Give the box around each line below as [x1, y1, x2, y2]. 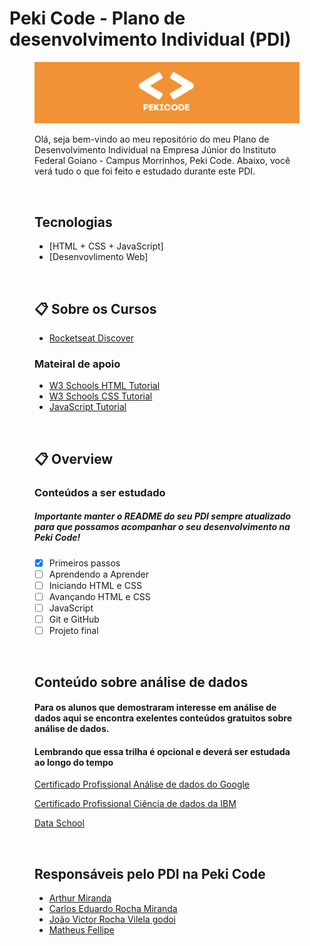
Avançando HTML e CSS [48, 590, 151, 602]
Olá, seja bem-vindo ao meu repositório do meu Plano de [34, 133, 270, 146]
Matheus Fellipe [48, 924, 115, 936]
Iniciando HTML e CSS [48, 579, 142, 591]
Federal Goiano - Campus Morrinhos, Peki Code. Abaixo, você [34, 155, 291, 167]
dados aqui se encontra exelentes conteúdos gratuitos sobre [34, 712, 293, 724]
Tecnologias [34, 213, 113, 231]
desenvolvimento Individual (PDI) [9, 28, 292, 51]
